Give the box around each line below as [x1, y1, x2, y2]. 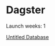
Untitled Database [6, 33, 49, 40]
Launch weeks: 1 [6, 22, 46, 29]
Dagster [6, 3, 45, 17]
